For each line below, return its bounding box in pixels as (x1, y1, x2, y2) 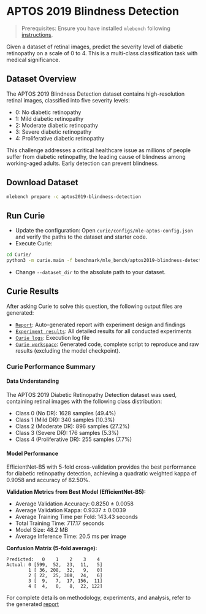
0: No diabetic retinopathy (15, 109, 82, 116)
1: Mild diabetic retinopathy (15, 115, 84, 122)
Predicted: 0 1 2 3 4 (6, 556, 100, 562)
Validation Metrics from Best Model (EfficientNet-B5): (6, 488, 146, 496)
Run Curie (6, 210, 45, 221)
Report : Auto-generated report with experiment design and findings (15, 321, 186, 328)
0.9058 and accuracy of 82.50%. (6, 477, 90, 484)
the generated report (6, 601, 59, 608)
